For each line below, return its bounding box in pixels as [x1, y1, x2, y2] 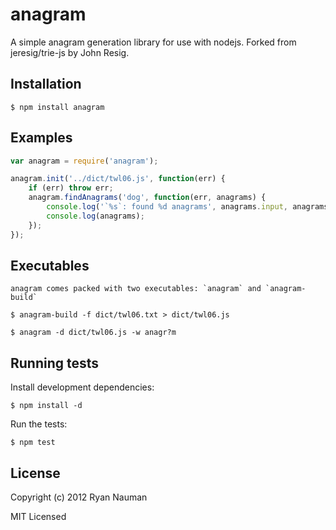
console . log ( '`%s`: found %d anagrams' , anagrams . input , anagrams [46, 202, 329, 212]
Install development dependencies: [10, 381, 155, 393]
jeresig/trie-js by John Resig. [10, 46, 130, 58]
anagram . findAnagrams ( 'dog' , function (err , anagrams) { [28, 193, 267, 203]
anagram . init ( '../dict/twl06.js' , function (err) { [10, 174, 226, 184]
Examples [10, 129, 73, 147]
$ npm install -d [10, 401, 83, 411]
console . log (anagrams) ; [46, 211, 145, 221]
